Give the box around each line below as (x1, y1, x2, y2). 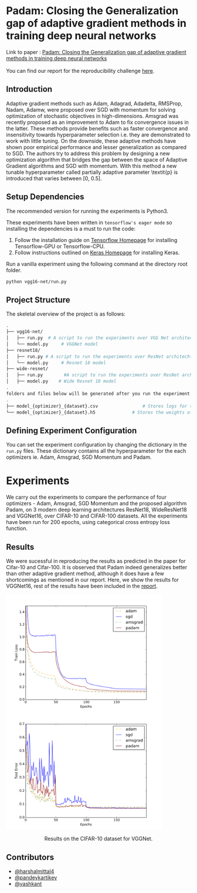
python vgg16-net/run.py (6, 278, 67, 284)
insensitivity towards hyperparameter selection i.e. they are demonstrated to (6, 131, 191, 138)
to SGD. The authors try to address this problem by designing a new (6, 150, 170, 157)
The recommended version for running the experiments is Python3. (6, 207, 169, 214)
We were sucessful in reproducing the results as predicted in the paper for (6, 557, 186, 565)
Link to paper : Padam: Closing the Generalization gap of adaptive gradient (6, 48, 186, 55)
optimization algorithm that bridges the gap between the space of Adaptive (6, 156, 188, 163)
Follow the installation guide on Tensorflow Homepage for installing (14, 236, 178, 243)
